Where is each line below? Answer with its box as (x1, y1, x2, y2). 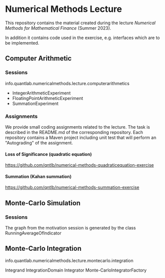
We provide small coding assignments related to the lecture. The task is (5, 124, 150, 130)
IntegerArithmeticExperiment (12, 90, 71, 96)
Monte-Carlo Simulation (5, 199, 81, 207)
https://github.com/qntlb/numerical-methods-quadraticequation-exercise (5, 162, 154, 168)
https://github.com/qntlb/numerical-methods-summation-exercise (5, 185, 139, 190)
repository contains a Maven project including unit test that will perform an (5, 135, 157, 140)
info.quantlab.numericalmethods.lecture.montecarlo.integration (5, 257, 134, 263)
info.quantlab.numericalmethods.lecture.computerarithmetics (5, 80, 130, 86)
